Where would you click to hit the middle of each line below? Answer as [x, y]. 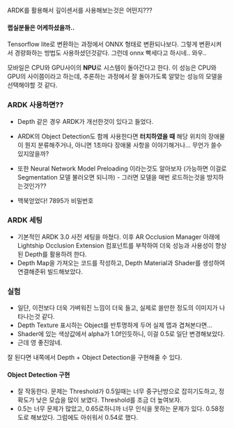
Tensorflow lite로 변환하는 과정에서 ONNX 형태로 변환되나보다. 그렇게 [102, 45]
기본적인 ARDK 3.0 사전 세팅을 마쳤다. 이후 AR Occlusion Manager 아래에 [119, 237]
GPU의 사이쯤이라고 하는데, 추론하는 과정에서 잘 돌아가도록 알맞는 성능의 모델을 [115, 77]
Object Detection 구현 [39, 374]
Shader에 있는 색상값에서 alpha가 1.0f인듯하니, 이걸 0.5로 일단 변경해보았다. [121, 334]
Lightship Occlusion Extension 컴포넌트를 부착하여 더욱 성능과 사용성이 [115, 245]
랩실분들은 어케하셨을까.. [41, 27]
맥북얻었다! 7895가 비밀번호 [55, 200]
